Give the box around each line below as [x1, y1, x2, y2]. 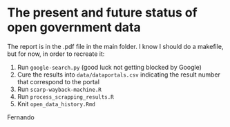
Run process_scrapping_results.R [17, 92, 114, 101]
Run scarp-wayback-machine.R [17, 85, 102, 93]
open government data [7, 19, 142, 35]
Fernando [7, 113, 35, 121]
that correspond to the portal [17, 77, 100, 86]
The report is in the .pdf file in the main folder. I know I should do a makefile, [7, 42, 224, 50]
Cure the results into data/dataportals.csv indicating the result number [17, 70, 221, 79]
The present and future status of [7, 5, 198, 21]
